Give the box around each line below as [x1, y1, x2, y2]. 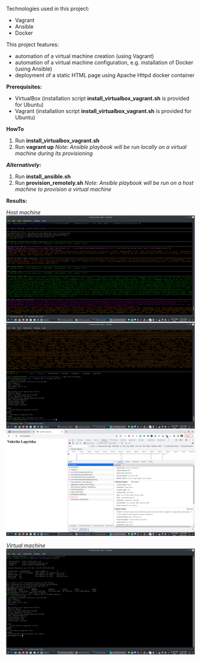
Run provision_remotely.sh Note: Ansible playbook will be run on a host [14, 179, 194, 186]
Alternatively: [6, 162, 42, 168]
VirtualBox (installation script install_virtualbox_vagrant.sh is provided [14, 95, 190, 102]
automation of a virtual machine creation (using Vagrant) [14, 53, 154, 59]
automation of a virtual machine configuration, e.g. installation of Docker [14, 59, 193, 66]
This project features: [6, 41, 59, 48]
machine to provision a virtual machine [14, 185, 112, 193]
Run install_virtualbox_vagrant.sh [14, 137, 100, 144]
